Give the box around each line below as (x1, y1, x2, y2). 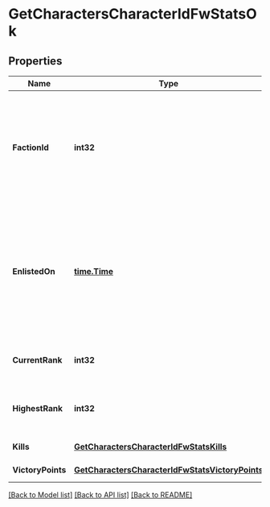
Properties (8, 54, 63, 68)
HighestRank (12, 403, 63, 413)
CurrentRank (12, 355, 63, 365)
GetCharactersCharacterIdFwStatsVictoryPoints (73, 464, 264, 476)
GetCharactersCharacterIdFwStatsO (8, 5, 257, 23)
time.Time (73, 266, 114, 276)
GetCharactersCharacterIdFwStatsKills (73, 441, 227, 452)
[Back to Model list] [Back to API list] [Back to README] (8, 490, 193, 500)
